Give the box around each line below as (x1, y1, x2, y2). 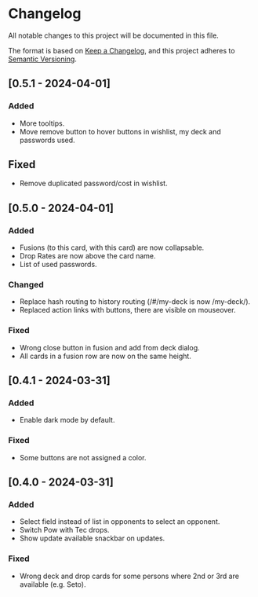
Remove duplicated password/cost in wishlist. (19, 178, 168, 189)
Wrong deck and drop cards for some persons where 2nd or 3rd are (19, 571, 239, 581)
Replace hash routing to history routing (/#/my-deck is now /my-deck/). (19, 297, 251, 306)
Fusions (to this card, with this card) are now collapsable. (19, 243, 205, 252)
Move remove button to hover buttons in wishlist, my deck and (19, 126, 221, 136)
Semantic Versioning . (8, 54, 77, 64)
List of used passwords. (19, 260, 97, 269)
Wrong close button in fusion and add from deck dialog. (19, 342, 200, 352)
